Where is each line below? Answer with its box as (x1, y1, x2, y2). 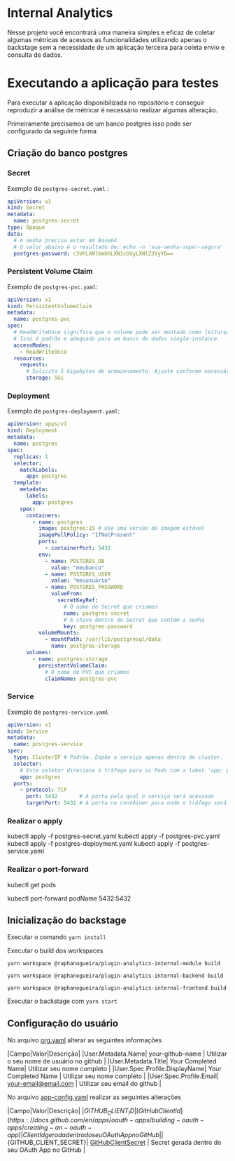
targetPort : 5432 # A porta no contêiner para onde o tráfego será (25, 800, 227, 807)
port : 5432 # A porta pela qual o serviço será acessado (25, 793, 215, 800)
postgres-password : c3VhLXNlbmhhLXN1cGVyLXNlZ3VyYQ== (13, 250, 173, 257)
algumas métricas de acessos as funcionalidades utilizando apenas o (7, 35, 208, 44)
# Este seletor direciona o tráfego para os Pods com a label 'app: (20, 767, 224, 774)
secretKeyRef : (57, 597, 99, 604)
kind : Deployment (7, 427, 58, 434)
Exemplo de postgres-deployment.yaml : (7, 407, 120, 416)
